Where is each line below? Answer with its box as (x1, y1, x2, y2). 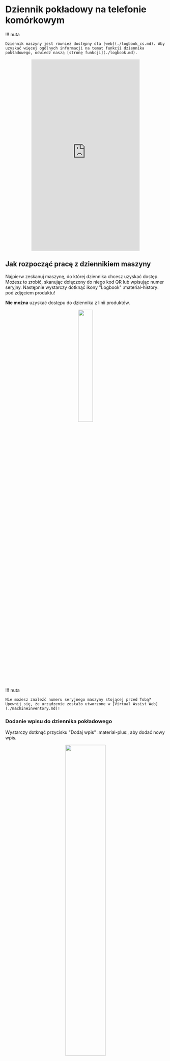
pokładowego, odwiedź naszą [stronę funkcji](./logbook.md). (5, 50, 138, 55)
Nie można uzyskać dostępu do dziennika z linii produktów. (5, 300, 130, 306)
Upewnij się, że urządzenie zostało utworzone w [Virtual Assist (5, 701, 147, 706)
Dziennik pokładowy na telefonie (5, 4, 147, 15)
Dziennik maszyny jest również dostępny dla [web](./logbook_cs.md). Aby (5, 41, 165, 46)
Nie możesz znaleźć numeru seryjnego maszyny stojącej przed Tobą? (5, 697, 152, 702)
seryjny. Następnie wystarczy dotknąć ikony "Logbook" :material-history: (5, 284, 159, 290)
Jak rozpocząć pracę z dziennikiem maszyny (5, 260, 151, 268)
